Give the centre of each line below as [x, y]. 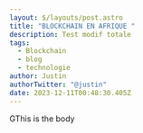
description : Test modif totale [70, 34]
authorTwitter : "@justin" [58, 84]
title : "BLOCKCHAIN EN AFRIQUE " [72, 26]
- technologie [44, 68]
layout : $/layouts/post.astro [67, 18]
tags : [19, 43]
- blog [30, 59]
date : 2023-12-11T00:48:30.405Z [70, 93]
